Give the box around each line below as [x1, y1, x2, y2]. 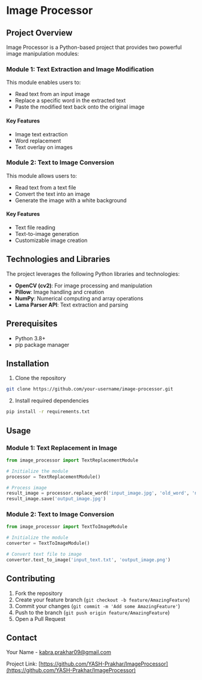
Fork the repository [14, 589, 63, 597]
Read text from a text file [14, 183, 76, 191]
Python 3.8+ [14, 334, 46, 342]
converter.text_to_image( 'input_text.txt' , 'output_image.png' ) [6, 556, 171, 563]
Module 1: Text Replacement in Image [6, 443, 118, 452]
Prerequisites [6, 319, 58, 329]
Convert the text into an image [14, 190, 90, 197]
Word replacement [14, 137, 61, 144]
